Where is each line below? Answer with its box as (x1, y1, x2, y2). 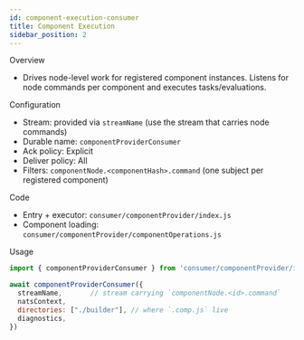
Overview (9, 55, 45, 66)
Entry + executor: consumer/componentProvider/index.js (22, 210, 232, 221)
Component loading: (22, 219, 100, 231)
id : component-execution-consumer (9, 13, 140, 23)
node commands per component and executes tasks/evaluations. (22, 82, 267, 93)
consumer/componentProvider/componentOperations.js (22, 231, 222, 240)
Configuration (9, 99, 62, 110)
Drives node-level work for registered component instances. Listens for (22, 72, 290, 83)
